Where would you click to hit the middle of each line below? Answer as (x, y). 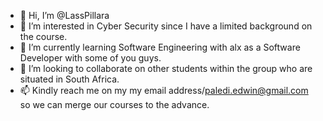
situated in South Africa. (69, 79)
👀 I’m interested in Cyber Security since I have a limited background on (166, 26)
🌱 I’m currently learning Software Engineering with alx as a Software (160, 47)
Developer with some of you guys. (90, 58)
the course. (43, 36)
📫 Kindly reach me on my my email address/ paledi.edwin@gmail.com (164, 90)
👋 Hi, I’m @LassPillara (64, 15)
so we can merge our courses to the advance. (114, 104)
